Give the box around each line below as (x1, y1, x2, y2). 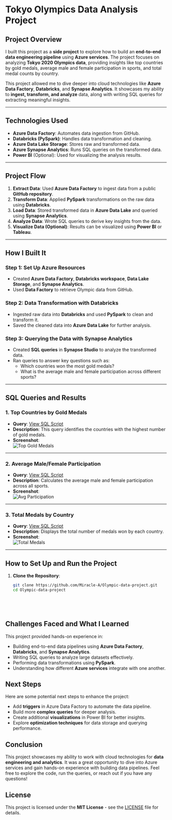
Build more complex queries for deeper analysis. (12, 709, 117, 715)
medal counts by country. (5, 70, 59, 77)
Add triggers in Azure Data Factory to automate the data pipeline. (12, 703, 152, 710)
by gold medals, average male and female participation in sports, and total (5, 65, 162, 71)
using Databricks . (12, 201, 51, 208)
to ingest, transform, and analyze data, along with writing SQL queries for (5, 91, 162, 97)
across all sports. (12, 482, 50, 489)
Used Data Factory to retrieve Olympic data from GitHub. (12, 287, 134, 293)
